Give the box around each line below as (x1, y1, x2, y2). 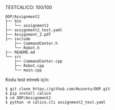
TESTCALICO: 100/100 (5, 5, 52, 10)
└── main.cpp (14, 68, 42, 73)
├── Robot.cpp (14, 63, 44, 68)
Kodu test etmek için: (5, 76, 50, 82)
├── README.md (5, 50, 36, 55)
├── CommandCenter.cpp (14, 59, 63, 64)
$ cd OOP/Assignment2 (5, 95, 51, 100)
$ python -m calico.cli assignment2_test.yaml (5, 100, 106, 105)
